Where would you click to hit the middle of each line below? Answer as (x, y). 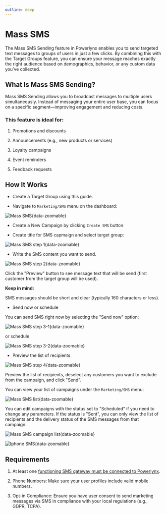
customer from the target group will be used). (52, 279)
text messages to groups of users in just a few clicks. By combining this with (83, 53)
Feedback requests (32, 169)
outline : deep (20, 10)
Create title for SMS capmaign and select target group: (68, 235)
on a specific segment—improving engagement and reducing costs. (74, 107)
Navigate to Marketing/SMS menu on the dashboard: (65, 206)
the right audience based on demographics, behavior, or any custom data (80, 64)
